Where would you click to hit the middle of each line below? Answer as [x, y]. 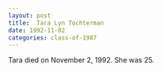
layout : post [30, 15]
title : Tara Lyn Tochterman [56, 23]
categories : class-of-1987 [53, 38]
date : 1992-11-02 [37, 30]
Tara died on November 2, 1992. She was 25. [81, 60]
